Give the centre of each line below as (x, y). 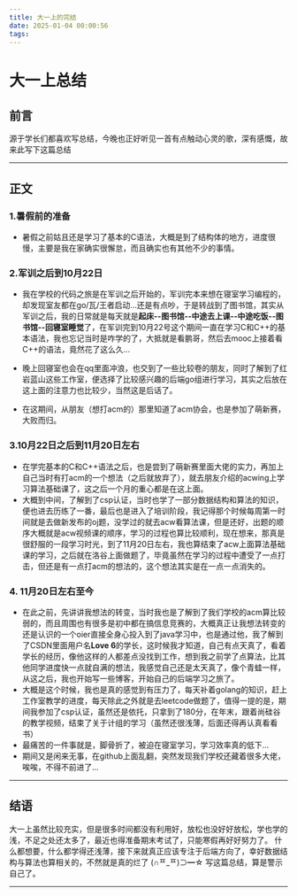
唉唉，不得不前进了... (60, 767)
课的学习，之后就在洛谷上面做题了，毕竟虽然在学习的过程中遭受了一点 (150, 555)
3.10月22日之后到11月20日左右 (74, 445)
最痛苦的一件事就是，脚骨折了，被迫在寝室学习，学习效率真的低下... (145, 745)
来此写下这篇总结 (40, 150)
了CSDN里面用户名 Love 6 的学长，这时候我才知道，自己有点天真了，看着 (154, 645)
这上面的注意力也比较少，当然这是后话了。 (99, 390)
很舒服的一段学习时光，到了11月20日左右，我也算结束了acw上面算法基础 (153, 544)
